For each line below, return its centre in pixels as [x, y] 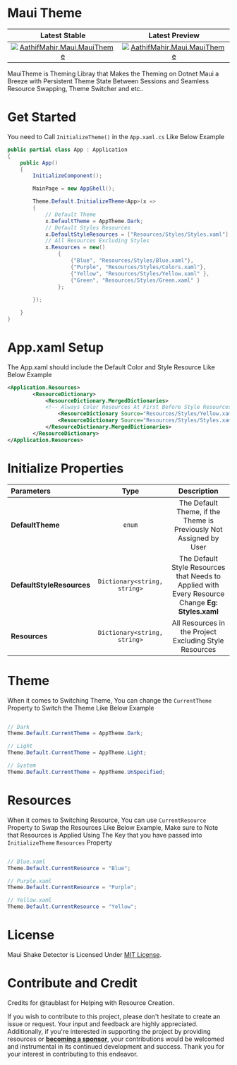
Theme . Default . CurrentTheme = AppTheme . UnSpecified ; [86, 772]
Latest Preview [174, 35]
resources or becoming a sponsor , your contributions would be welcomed [116, 1039]
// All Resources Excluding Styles [97, 241]
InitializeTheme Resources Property [60, 843]
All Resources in [199, 623]
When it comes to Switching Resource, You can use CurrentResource [107, 820]
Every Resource [199, 593]
